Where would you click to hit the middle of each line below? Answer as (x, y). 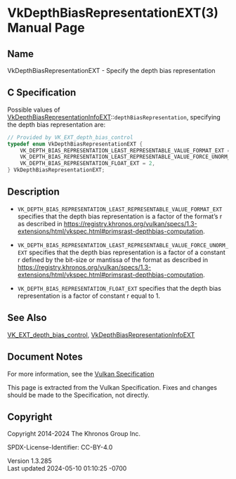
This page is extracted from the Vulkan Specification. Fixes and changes (112, 387)
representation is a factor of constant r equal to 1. (88, 296)
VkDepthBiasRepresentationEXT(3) (113, 13)
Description (33, 192)
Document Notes (45, 357)
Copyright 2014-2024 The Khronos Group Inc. (74, 434)
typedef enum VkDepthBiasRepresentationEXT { (75, 144)
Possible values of (34, 110)
